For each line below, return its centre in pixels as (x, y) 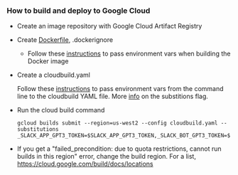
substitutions (38, 129)
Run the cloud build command (61, 110)
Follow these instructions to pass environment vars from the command (120, 89)
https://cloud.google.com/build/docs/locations (85, 164)
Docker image (48, 61)
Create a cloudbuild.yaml (53, 75)
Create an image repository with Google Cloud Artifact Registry (109, 26)
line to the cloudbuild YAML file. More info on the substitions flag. (113, 96)
